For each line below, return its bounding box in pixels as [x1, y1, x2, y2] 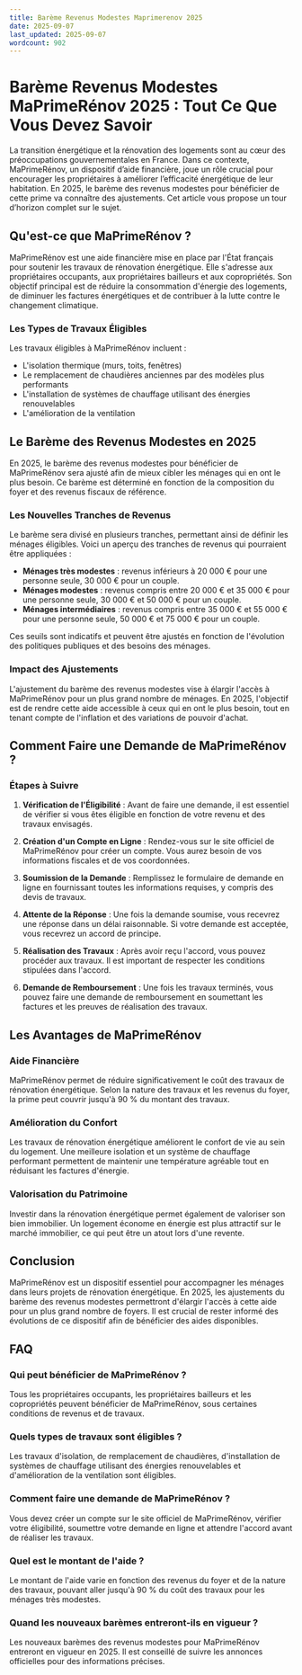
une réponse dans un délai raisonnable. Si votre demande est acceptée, [22, 919, 289, 930]
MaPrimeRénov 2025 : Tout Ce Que [9, 96, 278, 117]
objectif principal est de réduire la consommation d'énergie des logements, [9, 281, 288, 291]
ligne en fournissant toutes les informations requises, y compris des [22, 882, 274, 893]
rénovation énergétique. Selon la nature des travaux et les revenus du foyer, [9, 1084, 290, 1095]
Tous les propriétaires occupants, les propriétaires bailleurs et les [9, 1389, 252, 1400]
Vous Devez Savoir [9, 115, 153, 136]
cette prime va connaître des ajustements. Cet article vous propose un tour [9, 192, 288, 203]
